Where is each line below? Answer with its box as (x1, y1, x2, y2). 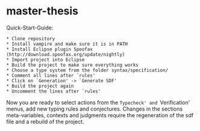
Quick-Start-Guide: (6, 24, 54, 31)
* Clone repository (6, 35, 55, 41)
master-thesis (6, 4, 79, 18)
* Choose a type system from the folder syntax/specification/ (6, 67, 169, 73)
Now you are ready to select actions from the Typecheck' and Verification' (6, 99, 190, 106)
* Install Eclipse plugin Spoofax (6, 46, 93, 52)
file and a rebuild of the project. (6, 118, 84, 125)
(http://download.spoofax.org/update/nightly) (6, 51, 125, 58)
